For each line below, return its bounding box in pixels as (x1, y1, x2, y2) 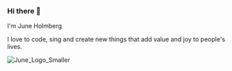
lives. (7, 43, 22, 51)
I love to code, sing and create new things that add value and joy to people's (7, 35, 226, 43)
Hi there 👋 (7, 6, 42, 16)
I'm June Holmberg (7, 22, 63, 30)
